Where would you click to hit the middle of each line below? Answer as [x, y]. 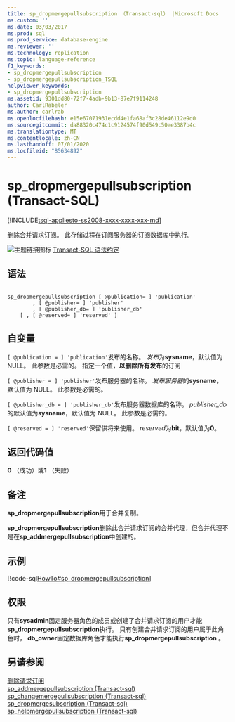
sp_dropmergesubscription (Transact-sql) [67, 703]
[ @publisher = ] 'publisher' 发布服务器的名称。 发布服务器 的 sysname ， [115, 380]
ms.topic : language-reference [52, 60]
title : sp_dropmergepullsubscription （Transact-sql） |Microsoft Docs [113, 14]
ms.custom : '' [28, 20]
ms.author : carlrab [36, 112]
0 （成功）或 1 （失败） [40, 470]
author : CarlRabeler [38, 105]
